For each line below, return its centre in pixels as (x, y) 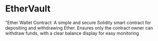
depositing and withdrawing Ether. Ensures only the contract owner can (79, 27)
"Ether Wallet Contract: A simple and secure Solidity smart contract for (78, 22)
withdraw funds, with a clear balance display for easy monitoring (72, 33)
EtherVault (28, 9)
